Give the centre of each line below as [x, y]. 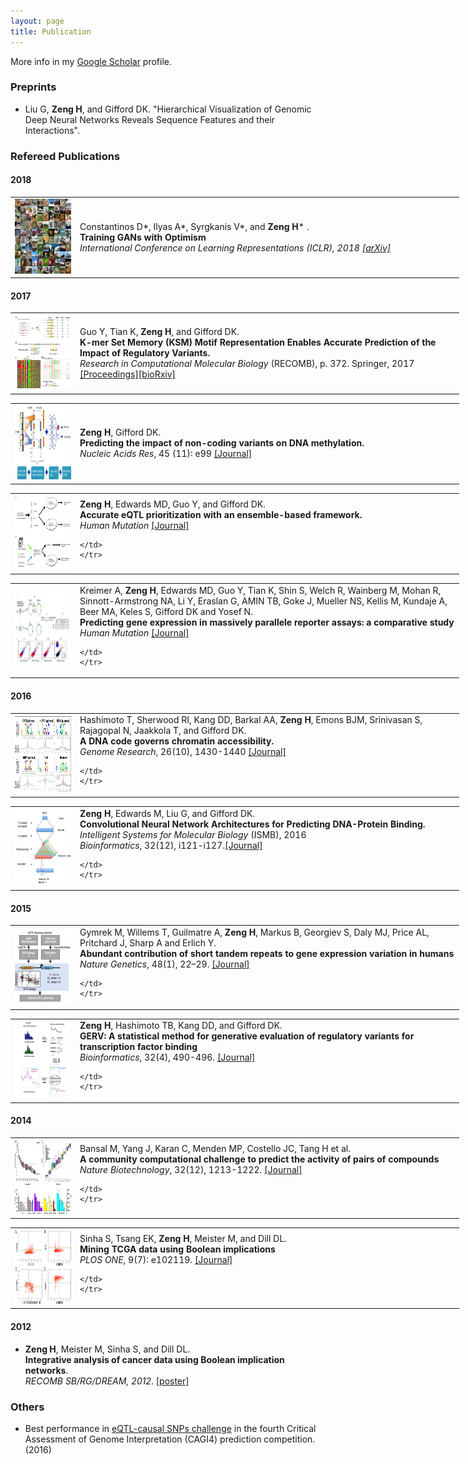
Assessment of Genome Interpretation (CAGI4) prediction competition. [170, 1439]
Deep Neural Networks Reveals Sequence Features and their [150, 119]
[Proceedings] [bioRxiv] [128, 374]
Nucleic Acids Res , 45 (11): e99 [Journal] [166, 454]
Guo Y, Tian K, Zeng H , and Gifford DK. [159, 332]
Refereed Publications [65, 156]
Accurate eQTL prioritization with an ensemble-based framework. [221, 514]
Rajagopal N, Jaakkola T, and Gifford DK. [163, 731]
